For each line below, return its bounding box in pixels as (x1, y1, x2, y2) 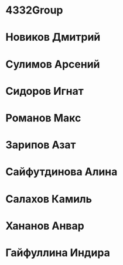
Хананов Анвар (5, 219, 84, 233)
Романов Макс (5, 111, 81, 124)
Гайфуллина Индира (5, 246, 111, 259)
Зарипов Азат (5, 138, 76, 152)
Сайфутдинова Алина (5, 165, 118, 178)
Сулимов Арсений (5, 57, 100, 71)
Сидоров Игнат (5, 84, 84, 98)
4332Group (5, 4, 63, 17)
